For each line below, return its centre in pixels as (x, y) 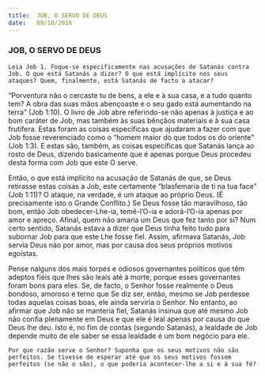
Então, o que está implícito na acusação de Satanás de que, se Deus (120, 178)
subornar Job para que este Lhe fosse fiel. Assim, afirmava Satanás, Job (127, 236)
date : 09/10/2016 (40, 23)
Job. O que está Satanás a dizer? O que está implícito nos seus (118, 73)
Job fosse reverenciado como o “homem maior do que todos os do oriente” (131, 137)
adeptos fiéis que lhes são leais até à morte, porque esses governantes (125, 276)
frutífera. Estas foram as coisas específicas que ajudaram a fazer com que (129, 129)
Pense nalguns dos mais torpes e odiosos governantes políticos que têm (127, 269)
